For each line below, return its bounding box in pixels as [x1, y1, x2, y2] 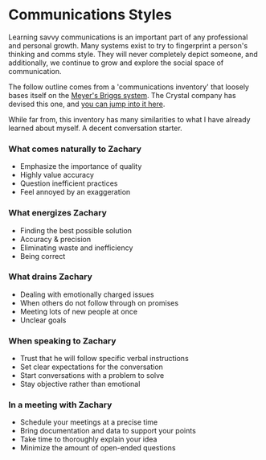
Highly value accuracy [19, 170, 95, 180]
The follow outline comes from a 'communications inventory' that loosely [8, 82, 249, 92]
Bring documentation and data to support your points [19, 426, 197, 436]
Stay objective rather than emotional [19, 380, 141, 389]
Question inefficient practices [19, 179, 118, 188]
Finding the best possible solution [19, 225, 133, 235]
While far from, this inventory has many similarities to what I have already [8, 114, 251, 124]
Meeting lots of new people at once [19, 306, 138, 316]
